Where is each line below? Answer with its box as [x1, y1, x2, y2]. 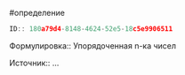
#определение [9, 8, 65, 18]
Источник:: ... [9, 57, 60, 68]
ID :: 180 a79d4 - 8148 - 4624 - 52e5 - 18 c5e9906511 [9, 25, 173, 34]
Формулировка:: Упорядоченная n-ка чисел [9, 40, 176, 51]
